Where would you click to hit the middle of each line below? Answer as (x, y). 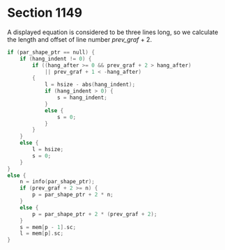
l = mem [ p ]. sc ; (42, 234)
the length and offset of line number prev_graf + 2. (79, 39)
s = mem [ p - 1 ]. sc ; (48, 227)
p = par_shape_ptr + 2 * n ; (73, 195)
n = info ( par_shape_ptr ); (57, 182)
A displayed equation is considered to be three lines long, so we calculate (113, 32)
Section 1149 (45, 13)
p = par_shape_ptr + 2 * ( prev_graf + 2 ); (95, 214)
